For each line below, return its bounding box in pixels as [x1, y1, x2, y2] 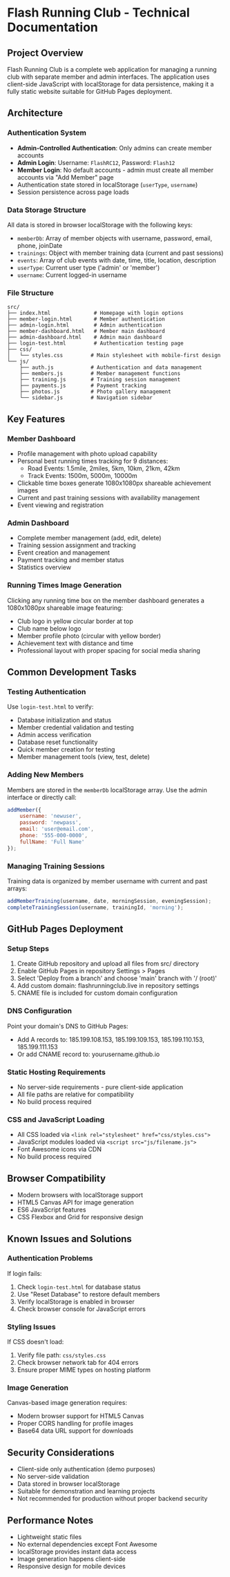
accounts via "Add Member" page [17, 173, 114, 181]
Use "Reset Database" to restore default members [17, 1290, 160, 1298]
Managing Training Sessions [7, 861, 105, 871]
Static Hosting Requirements [7, 1067, 106, 1077]
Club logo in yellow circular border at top [17, 617, 133, 625]
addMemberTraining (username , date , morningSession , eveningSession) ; [7, 897, 212, 904]
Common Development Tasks [7, 666, 137, 678]
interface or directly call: [7, 793, 77, 801]
